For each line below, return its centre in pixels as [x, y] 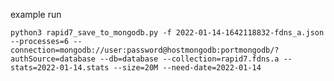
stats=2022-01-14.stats [60, 68]
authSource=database [53, 59]
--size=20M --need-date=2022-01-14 [187, 68]
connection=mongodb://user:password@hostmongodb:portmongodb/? [145, 50]
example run [36, 14]
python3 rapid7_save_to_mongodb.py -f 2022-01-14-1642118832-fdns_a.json [167, 33]
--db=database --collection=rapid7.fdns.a [189, 59]
